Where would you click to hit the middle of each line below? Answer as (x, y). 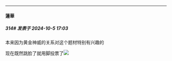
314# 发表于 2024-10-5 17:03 (37, 28)
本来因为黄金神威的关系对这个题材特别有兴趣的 (55, 42)
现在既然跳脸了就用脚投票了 (35, 53)
